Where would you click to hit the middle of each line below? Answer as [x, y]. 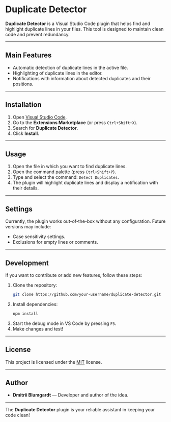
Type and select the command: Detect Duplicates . [66, 177]
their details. [26, 188]
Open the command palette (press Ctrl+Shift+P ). [64, 172]
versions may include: [28, 227]
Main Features [28, 55]
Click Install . [26, 133]
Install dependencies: [35, 304]
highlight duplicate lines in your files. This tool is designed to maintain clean [84, 29]
